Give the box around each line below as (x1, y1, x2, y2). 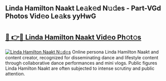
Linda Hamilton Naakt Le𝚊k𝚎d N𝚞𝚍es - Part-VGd (5, 4, 161, 13)
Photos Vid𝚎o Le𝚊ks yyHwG (5, 12, 96, 21)
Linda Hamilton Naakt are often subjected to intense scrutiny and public (5, 65, 155, 71)
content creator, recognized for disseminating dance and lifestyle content (5, 55, 158, 60)
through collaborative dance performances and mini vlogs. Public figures (5, 60, 157, 66)
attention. (5, 71, 25, 76)
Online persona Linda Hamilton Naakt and (72, 49, 159, 55)
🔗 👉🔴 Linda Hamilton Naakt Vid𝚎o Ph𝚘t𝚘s (5, 33, 142, 42)
